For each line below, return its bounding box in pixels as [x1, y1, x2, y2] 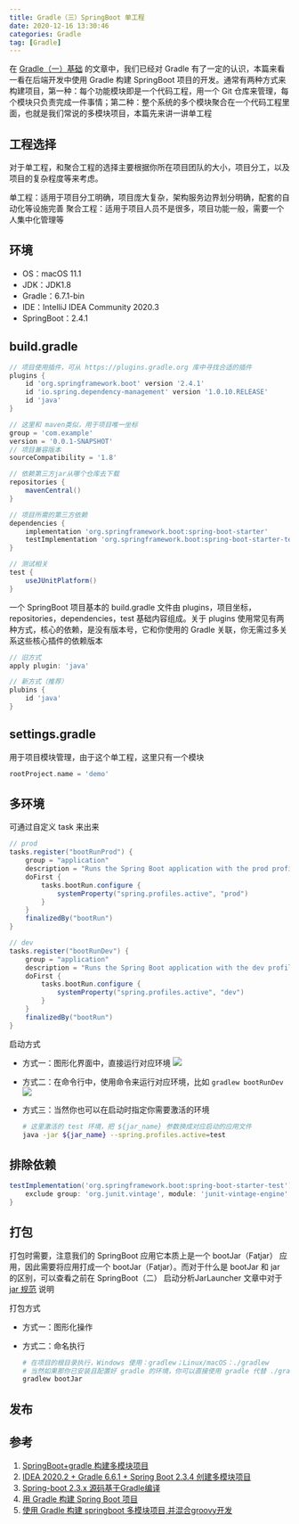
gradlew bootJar [21, 1374, 83, 1384]
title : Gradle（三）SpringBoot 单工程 [9, 12, 145, 22]
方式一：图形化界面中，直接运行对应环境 [21, 1057, 171, 1068]
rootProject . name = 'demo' [9, 769, 109, 778]
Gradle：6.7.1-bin [21, 291, 85, 301]
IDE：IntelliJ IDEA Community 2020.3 [21, 301, 160, 312]
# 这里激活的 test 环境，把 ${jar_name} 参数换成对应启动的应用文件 [21, 1122, 252, 1131]
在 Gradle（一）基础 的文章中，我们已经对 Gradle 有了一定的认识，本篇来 [9, 63, 278, 74]
